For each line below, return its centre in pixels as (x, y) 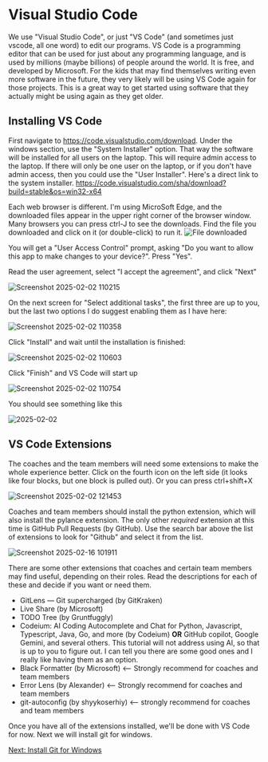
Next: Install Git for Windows (55, 750)
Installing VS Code (55, 121)
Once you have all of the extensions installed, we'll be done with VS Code (129, 726)
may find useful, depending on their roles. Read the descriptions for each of (133, 576)
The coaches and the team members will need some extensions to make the (134, 464)
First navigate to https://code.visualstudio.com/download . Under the (120, 140)
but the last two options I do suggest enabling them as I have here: (118, 311)
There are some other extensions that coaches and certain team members (130, 567)
